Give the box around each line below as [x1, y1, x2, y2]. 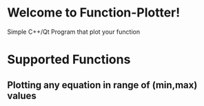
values [7, 89, 37, 101]
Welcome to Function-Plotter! [7, 5, 181, 21]
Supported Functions [7, 52, 131, 67]
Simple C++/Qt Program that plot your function [7, 28, 140, 36]
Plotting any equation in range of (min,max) [7, 79, 198, 91]
